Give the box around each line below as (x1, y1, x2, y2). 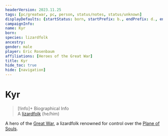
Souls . (5, 126, 18, 132)
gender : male (5, 44, 32, 49)
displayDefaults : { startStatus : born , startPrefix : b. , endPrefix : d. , (5, 16, 157, 21)
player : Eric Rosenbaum (5, 49, 55, 54)
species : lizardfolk (5, 35, 48, 40)
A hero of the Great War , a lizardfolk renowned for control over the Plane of (5, 120, 160, 126)
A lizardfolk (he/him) (17, 111, 60, 117)
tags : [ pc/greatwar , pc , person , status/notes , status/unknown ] (5, 12, 142, 17)
